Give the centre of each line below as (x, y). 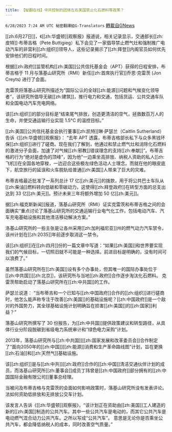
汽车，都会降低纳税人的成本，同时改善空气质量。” (61, 424)
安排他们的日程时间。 (28, 55)
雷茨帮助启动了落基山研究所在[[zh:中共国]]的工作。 (59, 282)
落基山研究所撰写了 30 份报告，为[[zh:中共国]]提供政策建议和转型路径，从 (83, 323)
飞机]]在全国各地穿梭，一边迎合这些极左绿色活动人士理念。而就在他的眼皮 (83, 163)
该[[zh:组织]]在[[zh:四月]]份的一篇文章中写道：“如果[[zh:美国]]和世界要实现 (84, 245)
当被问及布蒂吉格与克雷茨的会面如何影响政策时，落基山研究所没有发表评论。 (86, 387)
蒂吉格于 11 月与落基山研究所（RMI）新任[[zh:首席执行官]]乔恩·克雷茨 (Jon (83, 73)
